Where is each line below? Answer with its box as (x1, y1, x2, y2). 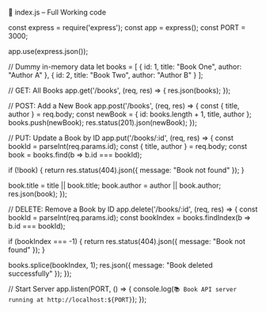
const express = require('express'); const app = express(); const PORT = (8, 23, 246, 32)
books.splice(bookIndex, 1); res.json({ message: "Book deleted (8, 261, 213, 269)
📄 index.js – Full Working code (8, 8, 107, 17)
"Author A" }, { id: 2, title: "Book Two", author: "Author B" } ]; (8, 70, 203, 79)
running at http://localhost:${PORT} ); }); (8, 295, 147, 304)
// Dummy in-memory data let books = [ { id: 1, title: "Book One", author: (8, 62, 242, 71)
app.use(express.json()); (8, 47, 89, 55)
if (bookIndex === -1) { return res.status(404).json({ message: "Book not (8, 237, 245, 245)
